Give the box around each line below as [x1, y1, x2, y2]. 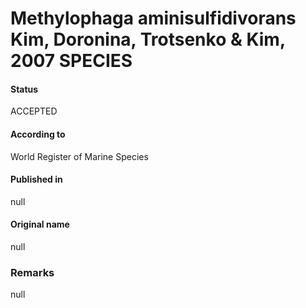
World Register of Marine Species [10, 150, 149, 162]
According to [10, 128, 66, 140]
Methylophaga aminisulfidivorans [10, 7, 297, 30]
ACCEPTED [10, 105, 58, 117]
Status [10, 83, 39, 95]
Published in [10, 173, 63, 186]
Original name [10, 218, 70, 231]
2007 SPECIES [10, 50, 133, 72]
